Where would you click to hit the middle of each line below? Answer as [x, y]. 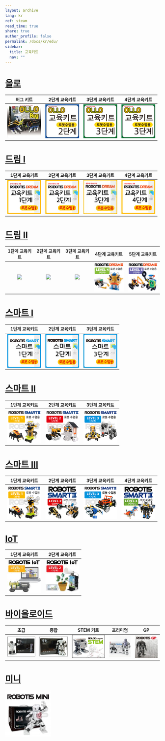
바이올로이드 [29, 614]
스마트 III [22, 465]
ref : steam [16, 21]
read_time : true [22, 26]
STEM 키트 [88, 630]
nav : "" [17, 57]
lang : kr [14, 16]
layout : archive [22, 10]
